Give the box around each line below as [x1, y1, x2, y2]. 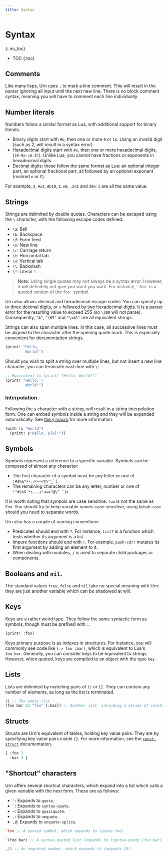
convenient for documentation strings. [5, 335, 84, 341]
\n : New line [12, 242, 38, 248]
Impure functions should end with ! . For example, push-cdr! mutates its [12, 539, 160, 545]
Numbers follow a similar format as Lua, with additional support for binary [5, 121, 157, 128]
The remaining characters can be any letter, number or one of [12, 483, 140, 489]
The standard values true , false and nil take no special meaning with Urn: [5, 583, 159, 589]
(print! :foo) [5, 631, 35, 636]
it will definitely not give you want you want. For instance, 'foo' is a [17, 284, 156, 289]
